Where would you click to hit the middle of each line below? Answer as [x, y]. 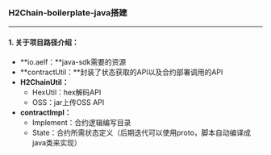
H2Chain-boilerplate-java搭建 [68, 12]
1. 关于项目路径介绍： [44, 42]
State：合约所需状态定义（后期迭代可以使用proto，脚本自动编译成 [142, 132]
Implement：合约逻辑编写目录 [81, 122]
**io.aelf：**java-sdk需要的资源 [73, 61]
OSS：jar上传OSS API [68, 102]
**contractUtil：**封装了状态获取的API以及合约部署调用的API [121, 72]
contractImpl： [46, 112]
